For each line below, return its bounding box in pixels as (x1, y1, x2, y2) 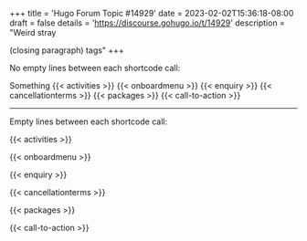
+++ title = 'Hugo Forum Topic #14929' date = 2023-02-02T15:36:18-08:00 (9, 8, 294, 18)
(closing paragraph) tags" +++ (9, 45, 125, 56)
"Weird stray (9, 27, 57, 37)
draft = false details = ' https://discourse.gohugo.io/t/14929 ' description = (9, 17, 286, 28)
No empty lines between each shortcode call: (9, 63, 181, 73)
